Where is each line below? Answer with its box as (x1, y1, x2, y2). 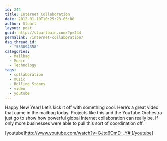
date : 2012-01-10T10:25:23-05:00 (5, 16, 75, 21)
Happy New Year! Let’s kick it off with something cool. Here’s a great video (5, 104, 159, 110)
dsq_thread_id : (5, 40, 37, 45)
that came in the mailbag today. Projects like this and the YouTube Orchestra (5, 110, 162, 116)
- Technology (9, 63, 37, 68)
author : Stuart (5, 21, 37, 26)
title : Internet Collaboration (5, 12, 70, 17)
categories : (5, 49, 30, 54)
